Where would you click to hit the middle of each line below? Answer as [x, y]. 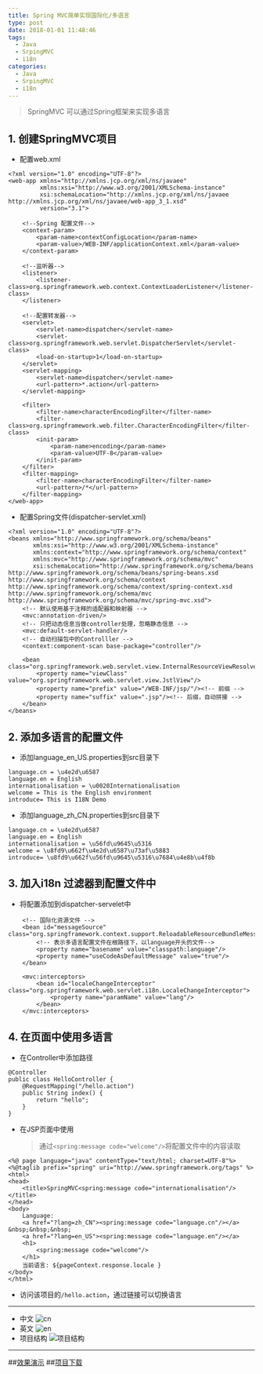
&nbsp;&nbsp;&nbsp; [40, 1230]
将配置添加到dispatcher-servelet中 [75, 904]
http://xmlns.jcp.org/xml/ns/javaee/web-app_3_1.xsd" [98, 202]
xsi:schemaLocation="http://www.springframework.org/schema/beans [143, 566]
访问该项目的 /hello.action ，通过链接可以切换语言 [101, 1294]
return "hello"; [63, 1100]
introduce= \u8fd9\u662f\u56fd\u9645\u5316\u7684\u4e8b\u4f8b [112, 857]
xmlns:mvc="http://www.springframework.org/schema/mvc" [126, 559]
